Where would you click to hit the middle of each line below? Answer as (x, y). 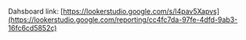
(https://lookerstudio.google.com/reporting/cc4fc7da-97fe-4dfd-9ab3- (123, 20)
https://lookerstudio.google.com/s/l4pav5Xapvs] (141, 11)
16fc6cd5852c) (33, 28)
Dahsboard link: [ (36, 11)
